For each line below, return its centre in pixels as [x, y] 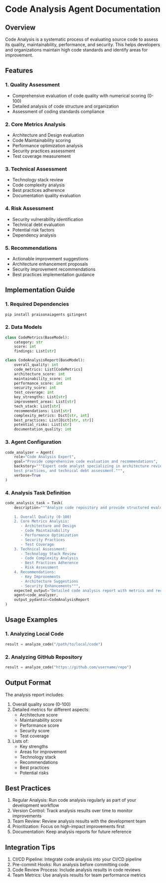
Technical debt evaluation [39, 225]
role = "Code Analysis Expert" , [45, 457]
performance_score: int [39, 383]
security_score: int [35, 388]
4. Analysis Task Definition [38, 493]
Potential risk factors [33, 230]
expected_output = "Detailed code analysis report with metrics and [84, 590]
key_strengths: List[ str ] [41, 397]
